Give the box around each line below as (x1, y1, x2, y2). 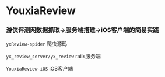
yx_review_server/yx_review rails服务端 (6, 52, 101, 60)
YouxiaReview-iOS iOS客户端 (6, 65, 73, 72)
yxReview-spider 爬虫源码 (6, 40, 68, 47)
